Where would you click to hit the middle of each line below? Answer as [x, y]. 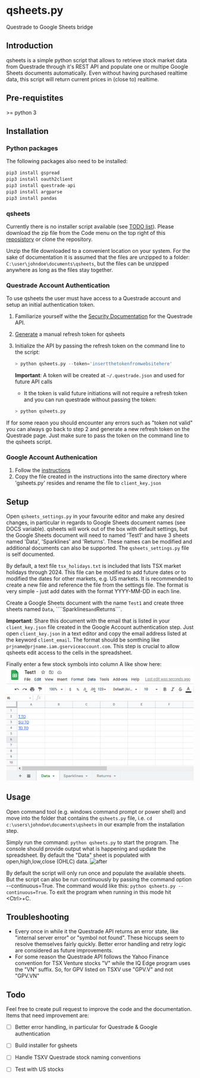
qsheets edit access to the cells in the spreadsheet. [69, 653]
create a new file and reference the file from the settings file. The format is [98, 585]
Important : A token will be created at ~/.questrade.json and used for [100, 375]
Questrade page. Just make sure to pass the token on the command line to [98, 435]
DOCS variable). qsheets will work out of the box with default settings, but [97, 529]
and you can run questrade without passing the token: [90, 400]
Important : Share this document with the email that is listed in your [88, 621]
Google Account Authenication [52, 457]
